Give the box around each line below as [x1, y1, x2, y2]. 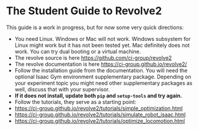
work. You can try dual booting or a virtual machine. [14, 47, 141, 55]
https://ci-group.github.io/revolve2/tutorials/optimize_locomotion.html [14, 117, 185, 124]
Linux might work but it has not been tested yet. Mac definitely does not [14, 42, 190, 49]
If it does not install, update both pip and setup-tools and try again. [14, 92, 183, 99]
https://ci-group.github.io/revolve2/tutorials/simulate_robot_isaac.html [14, 111, 186, 118]
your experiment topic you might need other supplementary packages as [14, 79, 193, 87]
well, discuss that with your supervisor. [14, 85, 110, 93]
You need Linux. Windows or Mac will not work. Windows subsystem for [14, 35, 191, 42]
